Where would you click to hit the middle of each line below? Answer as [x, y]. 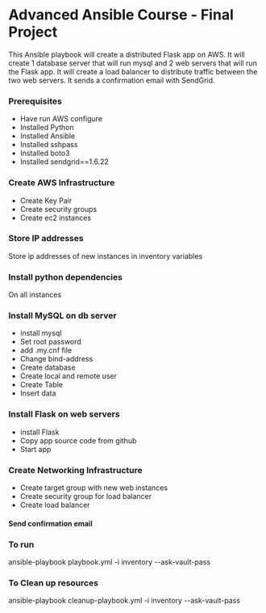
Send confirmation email [50, 523]
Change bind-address [56, 359]
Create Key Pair [46, 201]
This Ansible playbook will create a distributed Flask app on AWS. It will [127, 54]
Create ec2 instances [55, 218]
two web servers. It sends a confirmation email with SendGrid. [112, 80]
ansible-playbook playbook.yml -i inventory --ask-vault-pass [110, 562]
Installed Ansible [48, 136]
